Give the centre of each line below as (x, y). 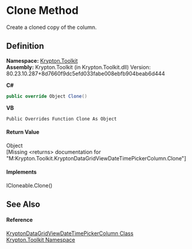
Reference (20, 220)
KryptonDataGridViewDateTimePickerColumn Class (70, 233)
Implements (22, 172)
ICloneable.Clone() (29, 186)
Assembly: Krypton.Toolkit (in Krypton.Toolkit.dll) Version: (79, 67)
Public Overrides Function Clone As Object (62, 119)
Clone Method (42, 11)
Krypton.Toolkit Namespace (41, 239)
